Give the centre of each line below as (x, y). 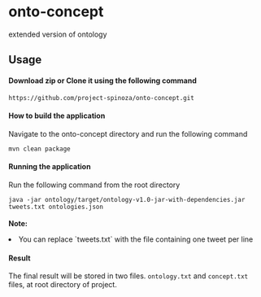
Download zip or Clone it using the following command (103, 81)
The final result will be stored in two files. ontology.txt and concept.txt (128, 276)
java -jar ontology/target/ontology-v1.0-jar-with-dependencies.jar (127, 199)
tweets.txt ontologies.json (56, 207)
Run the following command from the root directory (94, 185)
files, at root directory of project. (63, 285)
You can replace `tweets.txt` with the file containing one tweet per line (136, 239)
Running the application (50, 167)
